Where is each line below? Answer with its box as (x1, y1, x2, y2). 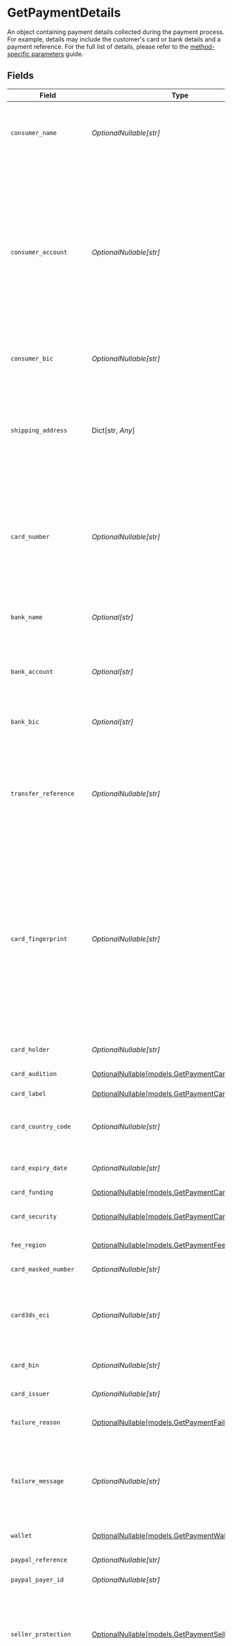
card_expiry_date (10, 1164, 68, 1172)
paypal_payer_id (10, 1575, 64, 1584)
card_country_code (10, 1122, 71, 1131)
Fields (7, 70, 35, 82)
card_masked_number (10, 1265, 75, 1273)
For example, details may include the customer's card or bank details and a (7, 35, 221, 43)
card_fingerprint (10, 935, 68, 942)
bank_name (10, 613, 43, 621)
